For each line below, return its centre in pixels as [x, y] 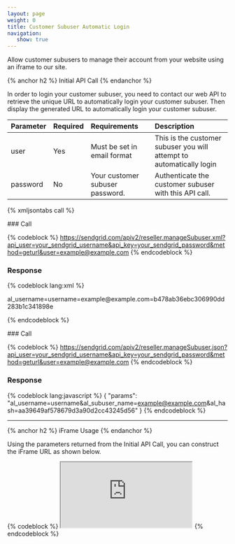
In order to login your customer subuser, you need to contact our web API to [117, 94]
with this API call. [183, 193]
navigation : [24, 33]
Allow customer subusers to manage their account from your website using [115, 59]
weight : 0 [22, 20]
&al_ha [216, 403]
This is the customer [188, 138]
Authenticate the [182, 176]
